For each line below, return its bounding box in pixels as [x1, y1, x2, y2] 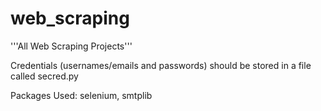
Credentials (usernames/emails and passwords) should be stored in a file [10, 59, 312, 71]
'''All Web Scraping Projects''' [10, 40, 133, 52]
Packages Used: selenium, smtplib [10, 89, 153, 101]
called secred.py [10, 70, 79, 82]
